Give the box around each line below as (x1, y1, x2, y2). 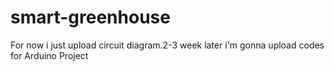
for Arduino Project (10, 49, 89, 61)
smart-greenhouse (10, 6, 171, 29)
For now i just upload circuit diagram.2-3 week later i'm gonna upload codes (10, 39, 325, 51)
